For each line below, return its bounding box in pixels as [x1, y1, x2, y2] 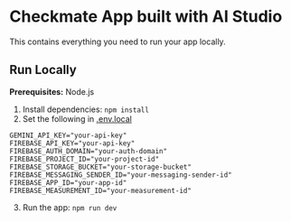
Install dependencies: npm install [22, 104, 149, 115]
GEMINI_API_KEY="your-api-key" [9, 131, 127, 140]
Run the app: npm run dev [22, 201, 117, 213]
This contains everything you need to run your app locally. [9, 36, 226, 47]
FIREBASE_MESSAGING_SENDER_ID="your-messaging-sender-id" [9, 170, 232, 180]
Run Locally [9, 62, 77, 78]
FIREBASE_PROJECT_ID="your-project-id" [9, 154, 160, 163]
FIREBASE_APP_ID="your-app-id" [9, 178, 127, 187]
